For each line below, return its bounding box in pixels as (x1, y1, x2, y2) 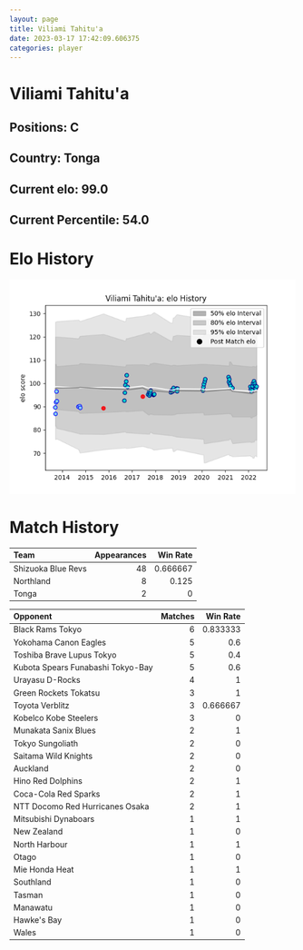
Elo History (9, 249, 94, 270)
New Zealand (13, 826, 64, 837)
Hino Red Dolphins (13, 776, 83, 787)
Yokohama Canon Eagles (13, 637, 107, 648)
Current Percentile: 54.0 (9, 213, 150, 227)
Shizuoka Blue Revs (13, 563, 88, 574)
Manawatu (13, 902, 53, 913)
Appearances (94, 549, 147, 560)
